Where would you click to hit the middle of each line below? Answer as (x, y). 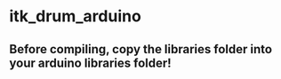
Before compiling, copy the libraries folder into (141, 49)
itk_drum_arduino (76, 16)
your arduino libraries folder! (90, 63)
